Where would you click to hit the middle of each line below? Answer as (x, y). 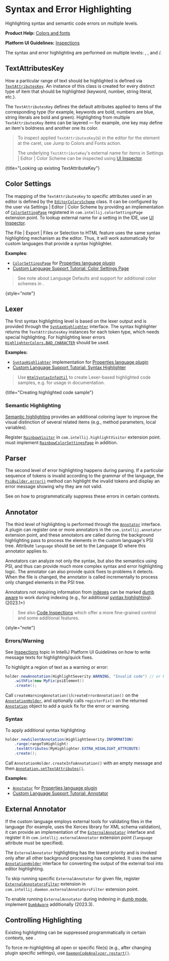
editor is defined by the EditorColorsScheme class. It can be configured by (81, 201)
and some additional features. (48, 618)
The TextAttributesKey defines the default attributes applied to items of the (83, 106)
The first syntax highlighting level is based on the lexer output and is (76, 321)
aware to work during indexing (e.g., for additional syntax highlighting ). (79, 598)
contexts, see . (21, 938)
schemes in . (31, 283)
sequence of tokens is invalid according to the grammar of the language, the (84, 476)
